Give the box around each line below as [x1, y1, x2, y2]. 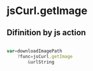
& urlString [28, 59, 55, 65]
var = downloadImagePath [6, 48, 62, 54]
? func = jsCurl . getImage [17, 53, 73, 59]
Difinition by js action [6, 28, 86, 38]
